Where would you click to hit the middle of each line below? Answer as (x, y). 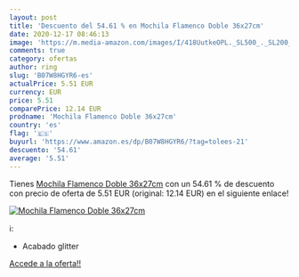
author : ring (33, 68)
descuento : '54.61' (45, 150)
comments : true (37, 51)
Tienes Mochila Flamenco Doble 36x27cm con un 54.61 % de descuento (142, 183)
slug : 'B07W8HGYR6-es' (51, 76)
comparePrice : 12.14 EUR (55, 109)
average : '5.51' (39, 158)
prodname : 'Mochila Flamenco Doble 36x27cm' (93, 117)
